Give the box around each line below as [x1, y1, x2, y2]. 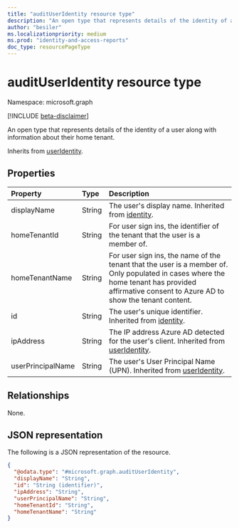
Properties [7, 167, 55, 180]
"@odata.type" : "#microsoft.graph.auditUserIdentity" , [14, 468, 180, 476]
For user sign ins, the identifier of [109, 221, 219, 231]
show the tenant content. [109, 295, 192, 305]
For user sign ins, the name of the [109, 250, 221, 260]
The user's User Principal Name [109, 356, 216, 366]
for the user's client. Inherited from [109, 336, 225, 346]
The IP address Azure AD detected [109, 327, 225, 337]
